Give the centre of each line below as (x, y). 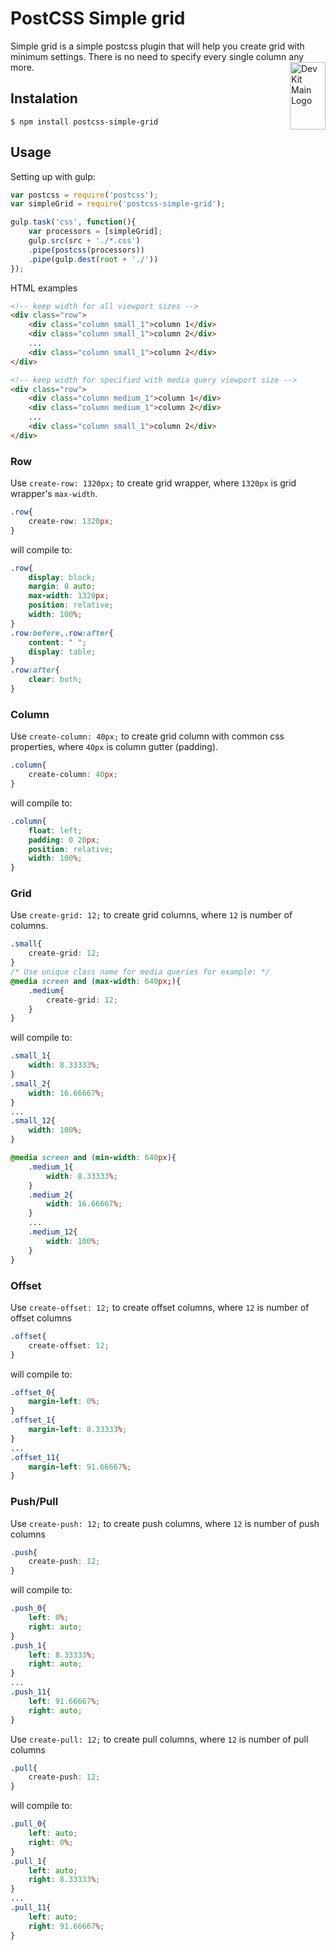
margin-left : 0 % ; (64, 1402)
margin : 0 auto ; (62, 587)
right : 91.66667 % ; (66, 1926)
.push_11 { (31, 1692)
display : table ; (62, 652)
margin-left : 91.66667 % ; (80, 1467)
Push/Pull (34, 1502)
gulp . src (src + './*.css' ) (84, 241)
